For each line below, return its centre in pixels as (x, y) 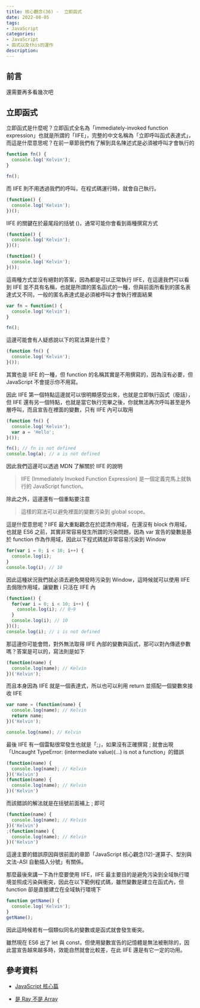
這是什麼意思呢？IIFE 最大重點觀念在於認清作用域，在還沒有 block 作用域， (98, 524)
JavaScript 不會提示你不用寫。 (44, 382)
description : (22, 51)
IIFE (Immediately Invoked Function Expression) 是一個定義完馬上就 (103, 479)
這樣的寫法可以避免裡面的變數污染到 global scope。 (84, 512)
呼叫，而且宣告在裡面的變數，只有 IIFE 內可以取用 (72, 410)
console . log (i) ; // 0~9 (47, 610)
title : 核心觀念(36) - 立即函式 (44, 12)
